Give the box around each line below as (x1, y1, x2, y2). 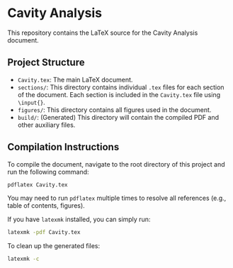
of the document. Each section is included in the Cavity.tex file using (17, 90, 221, 99)
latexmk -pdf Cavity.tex (7, 229, 81, 236)
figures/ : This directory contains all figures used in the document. (17, 105, 212, 114)
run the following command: (7, 167, 90, 176)
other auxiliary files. (17, 121, 76, 129)
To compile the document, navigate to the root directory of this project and (7, 160, 225, 168)
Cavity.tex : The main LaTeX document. (17, 75, 133, 84)
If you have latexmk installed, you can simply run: (7, 215, 151, 224)
